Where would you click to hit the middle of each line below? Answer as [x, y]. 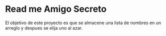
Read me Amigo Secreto [56, 9]
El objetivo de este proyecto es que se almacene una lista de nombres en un [83, 23]
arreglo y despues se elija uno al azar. [44, 28]
